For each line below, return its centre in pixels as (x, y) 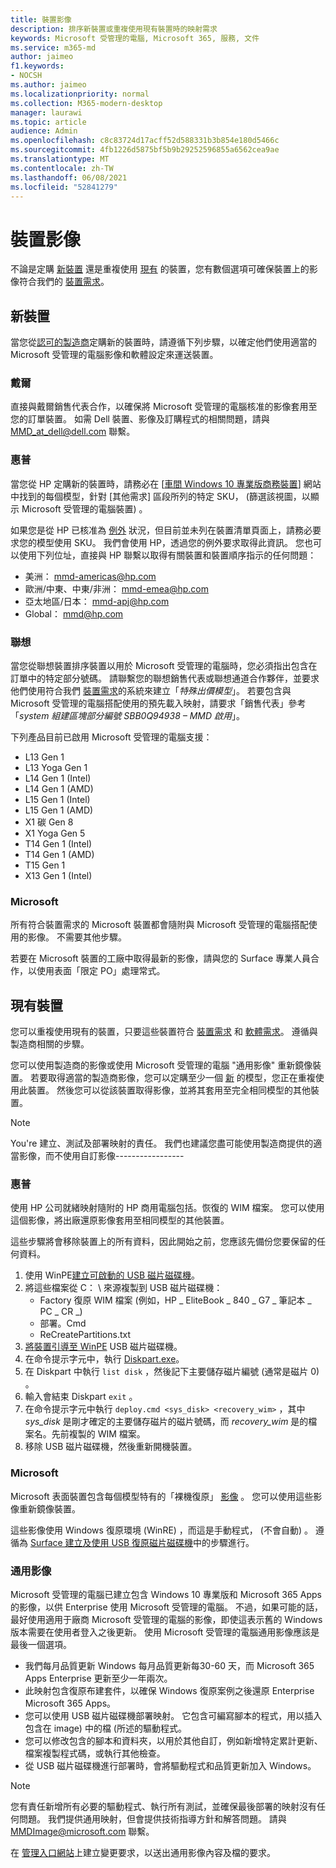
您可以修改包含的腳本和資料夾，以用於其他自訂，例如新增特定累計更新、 (173, 1741)
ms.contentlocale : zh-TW (62, 168)
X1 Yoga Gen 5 (55, 833)
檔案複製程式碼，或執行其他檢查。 (95, 1753)
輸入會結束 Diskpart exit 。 (81, 1397)
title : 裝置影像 (41, 19)
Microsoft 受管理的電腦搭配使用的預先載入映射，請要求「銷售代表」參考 (158, 703)
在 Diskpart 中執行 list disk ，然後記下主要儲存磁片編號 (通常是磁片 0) (172, 1372)
